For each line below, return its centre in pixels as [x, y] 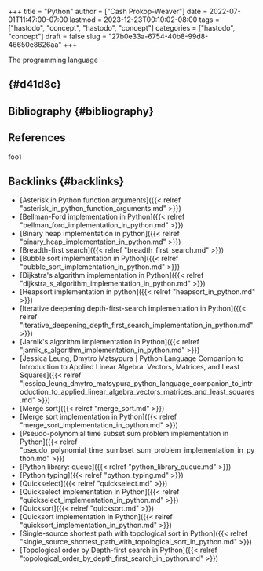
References [37, 138]
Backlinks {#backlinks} [66, 181]
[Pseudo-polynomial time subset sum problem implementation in [124, 434]
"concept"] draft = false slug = [58, 36]
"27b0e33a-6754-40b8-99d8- [159, 36]
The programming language [53, 60]
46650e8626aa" [35, 45]
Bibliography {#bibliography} [81, 111]
